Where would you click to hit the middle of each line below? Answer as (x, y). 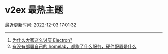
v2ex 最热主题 (34, 10)
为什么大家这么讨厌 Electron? (42, 40)
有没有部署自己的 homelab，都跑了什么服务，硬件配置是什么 (74, 46)
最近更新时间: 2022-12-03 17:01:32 (41, 25)
